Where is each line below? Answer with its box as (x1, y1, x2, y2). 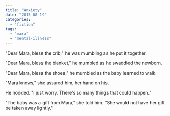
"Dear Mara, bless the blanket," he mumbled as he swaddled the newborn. (5, 60, 162, 66)
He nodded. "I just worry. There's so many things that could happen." (5, 89, 152, 96)
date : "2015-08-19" (5, 12, 47, 17)
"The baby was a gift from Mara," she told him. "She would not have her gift (5, 99, 165, 105)
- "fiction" (10, 21, 36, 27)
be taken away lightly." (5, 105, 53, 111)
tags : (5, 27, 17, 32)
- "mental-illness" (10, 36, 52, 41)
